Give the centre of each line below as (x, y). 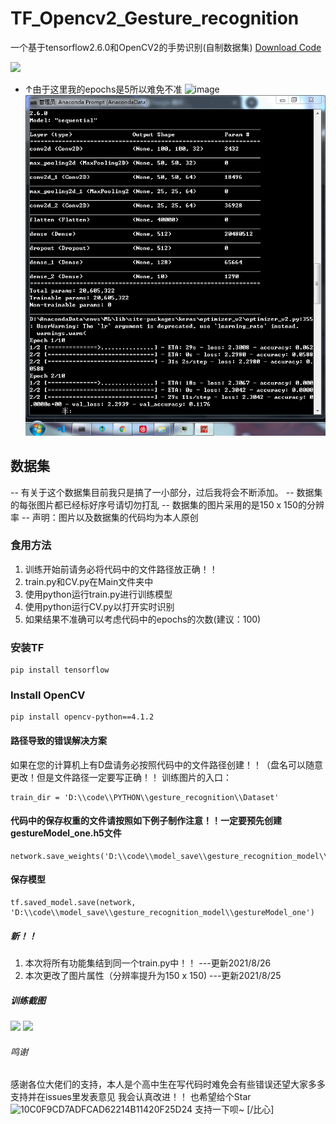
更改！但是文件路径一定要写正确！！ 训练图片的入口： (121, 777)
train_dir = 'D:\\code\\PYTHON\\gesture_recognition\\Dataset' (145, 797)
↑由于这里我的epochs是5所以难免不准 (103, 89)
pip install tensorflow (60, 670)
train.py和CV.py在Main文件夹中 (89, 581)
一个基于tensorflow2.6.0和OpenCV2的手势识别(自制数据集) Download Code (166, 47)
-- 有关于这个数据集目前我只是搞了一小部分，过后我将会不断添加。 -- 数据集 (166, 492)
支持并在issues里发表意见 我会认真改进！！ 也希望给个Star (131, 1097)
